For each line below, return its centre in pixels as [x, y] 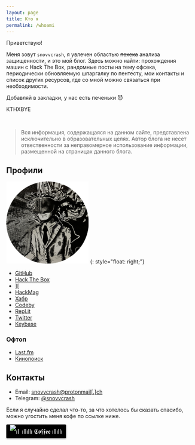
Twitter [24, 318]
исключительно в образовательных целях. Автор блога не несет [103, 139]
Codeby [25, 305]
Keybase [26, 324]
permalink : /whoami [31, 25]
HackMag [27, 292]
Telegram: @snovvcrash [45, 398]
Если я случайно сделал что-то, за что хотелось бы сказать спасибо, [95, 410]
